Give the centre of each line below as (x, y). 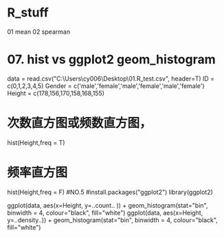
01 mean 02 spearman (39, 32)
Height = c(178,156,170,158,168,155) (56, 93)
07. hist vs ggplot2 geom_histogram (111, 60)
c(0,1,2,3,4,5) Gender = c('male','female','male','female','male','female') (106, 86)
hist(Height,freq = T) (36, 142)
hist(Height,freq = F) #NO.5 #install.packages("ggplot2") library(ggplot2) (110, 192)
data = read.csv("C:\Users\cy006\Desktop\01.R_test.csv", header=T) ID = (111, 78)
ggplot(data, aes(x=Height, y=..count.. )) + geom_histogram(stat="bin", (108, 205)
